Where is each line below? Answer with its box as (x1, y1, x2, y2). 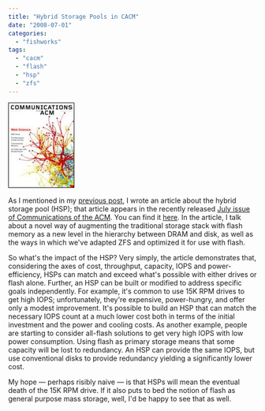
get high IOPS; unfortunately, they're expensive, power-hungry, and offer (8, 294, 245, 304)
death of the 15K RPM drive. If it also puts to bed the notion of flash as (8, 385, 236, 394)
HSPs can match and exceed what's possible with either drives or (43, 269, 257, 279)
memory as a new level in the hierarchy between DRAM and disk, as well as (8, 229, 254, 238)
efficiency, (8, 269, 43, 279)
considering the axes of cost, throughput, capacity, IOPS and (8, 261, 207, 271)
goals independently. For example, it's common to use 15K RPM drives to (8, 286, 245, 296)
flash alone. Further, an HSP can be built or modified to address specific (8, 278, 242, 287)
